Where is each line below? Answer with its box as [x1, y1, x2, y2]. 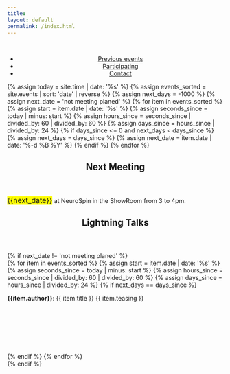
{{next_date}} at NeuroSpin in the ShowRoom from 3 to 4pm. [7, 196, 187, 205]
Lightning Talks [82, 217, 149, 229]
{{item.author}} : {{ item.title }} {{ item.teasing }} [7, 294, 144, 303]
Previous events [97, 55, 143, 63]
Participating [102, 62, 139, 71]
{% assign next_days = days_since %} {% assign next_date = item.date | [7, 134, 212, 142]
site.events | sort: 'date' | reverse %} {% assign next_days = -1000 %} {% [7, 90, 216, 98]
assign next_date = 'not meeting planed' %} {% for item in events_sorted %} [7, 97, 223, 106]
